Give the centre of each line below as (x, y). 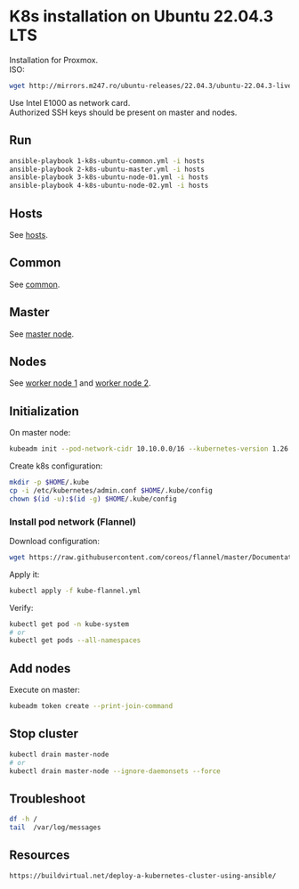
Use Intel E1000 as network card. (70, 102)
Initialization (44, 411)
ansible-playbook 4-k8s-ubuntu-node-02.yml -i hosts (109, 186)
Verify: (21, 608)
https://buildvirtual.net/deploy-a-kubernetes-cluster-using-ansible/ (143, 876)
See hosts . (29, 234)
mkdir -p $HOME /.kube (49, 483)
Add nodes (40, 669)
